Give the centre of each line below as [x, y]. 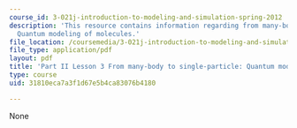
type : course [33, 75]
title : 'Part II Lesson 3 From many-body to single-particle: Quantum [142, 67]
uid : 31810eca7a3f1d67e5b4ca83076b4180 [83, 83]
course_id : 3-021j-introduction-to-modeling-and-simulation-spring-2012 [146, 17]
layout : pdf [31, 58]
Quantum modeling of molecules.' [79, 34]
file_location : [37, 42]
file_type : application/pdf [61, 50]
